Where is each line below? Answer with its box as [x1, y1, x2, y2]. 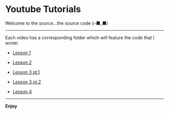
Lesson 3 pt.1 [12, 69, 40, 75]
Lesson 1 [12, 49, 31, 56]
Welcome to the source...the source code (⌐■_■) [5, 20, 108, 26]
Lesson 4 [12, 88, 32, 94]
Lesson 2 [12, 59, 32, 65]
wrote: [5, 40, 19, 46]
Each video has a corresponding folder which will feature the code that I [5, 34, 154, 41]
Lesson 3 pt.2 [12, 79, 41, 85]
